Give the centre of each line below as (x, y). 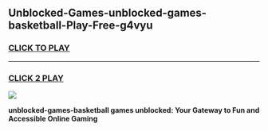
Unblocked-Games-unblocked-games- (108, 13)
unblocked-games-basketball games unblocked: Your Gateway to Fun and (134, 110)
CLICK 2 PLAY (36, 78)
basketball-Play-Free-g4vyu (81, 26)
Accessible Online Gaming (53, 118)
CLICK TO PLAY (39, 48)
